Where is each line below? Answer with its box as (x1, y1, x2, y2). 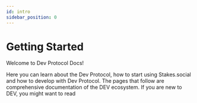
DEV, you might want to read (6, 90, 76, 97)
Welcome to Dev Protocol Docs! (6, 60, 84, 67)
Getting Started (6, 40, 84, 54)
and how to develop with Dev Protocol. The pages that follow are (6, 77, 164, 85)
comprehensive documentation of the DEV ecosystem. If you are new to (6, 84, 182, 91)
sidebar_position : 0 (6, 14, 58, 20)
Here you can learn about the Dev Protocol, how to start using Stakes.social (6, 71, 191, 78)
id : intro (6, 8, 31, 15)
